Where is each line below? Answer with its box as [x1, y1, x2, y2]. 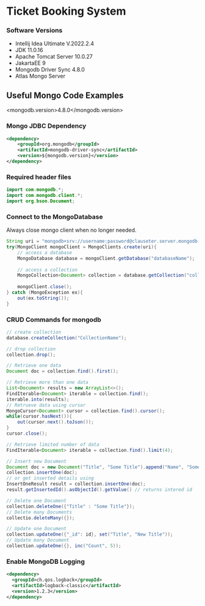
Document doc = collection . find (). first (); [6, 368, 119, 374]
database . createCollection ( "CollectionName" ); [6, 334, 127, 341]
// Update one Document [6, 526, 67, 532]
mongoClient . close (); [17, 284, 72, 290]
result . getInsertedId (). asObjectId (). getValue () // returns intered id [6, 487, 192, 493]
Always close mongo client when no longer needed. [6, 226, 137, 234]
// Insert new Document [6, 458, 67, 464]
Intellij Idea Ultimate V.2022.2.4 [15, 40, 95, 47]
